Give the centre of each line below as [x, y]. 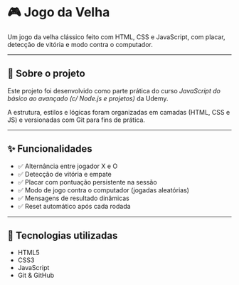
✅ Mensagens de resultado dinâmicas [73, 198]
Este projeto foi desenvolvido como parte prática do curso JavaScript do [114, 90]
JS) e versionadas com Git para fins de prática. [76, 120]
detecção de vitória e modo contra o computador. [80, 44]
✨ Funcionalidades [50, 149]
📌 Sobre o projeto [46, 74]
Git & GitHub [36, 275]
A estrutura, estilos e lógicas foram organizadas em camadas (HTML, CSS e [119, 112]
